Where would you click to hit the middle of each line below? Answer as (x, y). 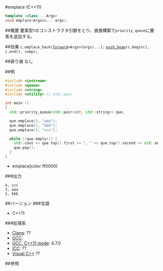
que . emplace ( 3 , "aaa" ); (33, 121)
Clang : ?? (21, 233)
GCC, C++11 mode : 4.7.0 (36, 243)
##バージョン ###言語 (27, 203)
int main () (17, 103)
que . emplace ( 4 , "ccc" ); (33, 130)
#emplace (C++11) (23, 7)
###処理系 (16, 223)
